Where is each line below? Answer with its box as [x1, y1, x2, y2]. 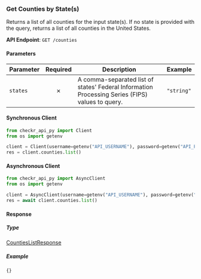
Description [102, 65, 136, 73]
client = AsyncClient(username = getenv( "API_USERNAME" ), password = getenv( [6, 192, 194, 198]
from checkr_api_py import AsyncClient [6, 176, 106, 182]
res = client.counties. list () [6, 149, 82, 155]
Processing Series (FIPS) [77, 90, 148, 99]
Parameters [6, 50, 36, 57]
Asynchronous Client [6, 162, 60, 169]
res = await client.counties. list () [6, 198, 98, 204]
